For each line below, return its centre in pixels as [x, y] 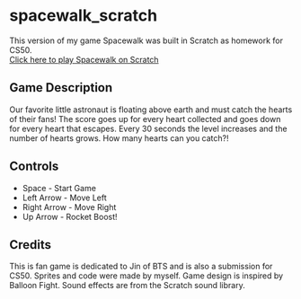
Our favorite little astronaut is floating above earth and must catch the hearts [151, 110]
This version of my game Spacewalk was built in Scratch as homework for [146, 40]
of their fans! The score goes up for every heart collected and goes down [145, 119]
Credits [31, 245]
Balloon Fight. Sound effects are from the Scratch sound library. [127, 286]
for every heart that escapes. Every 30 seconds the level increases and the [148, 128]
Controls [34, 167]
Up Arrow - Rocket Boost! [70, 216]
